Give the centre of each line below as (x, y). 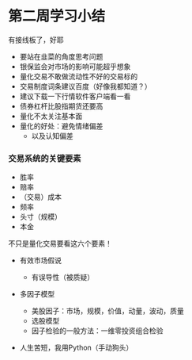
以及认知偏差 (52, 136)
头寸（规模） (40, 217)
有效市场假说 (40, 260)
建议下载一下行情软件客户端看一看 (75, 96)
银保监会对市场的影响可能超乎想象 (75, 66)
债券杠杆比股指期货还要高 (61, 106)
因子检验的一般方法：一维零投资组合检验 (97, 331)
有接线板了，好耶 (36, 40)
